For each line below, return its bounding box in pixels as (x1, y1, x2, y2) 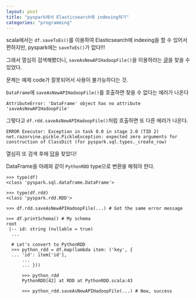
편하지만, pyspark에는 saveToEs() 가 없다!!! (6, 44, 105, 51)
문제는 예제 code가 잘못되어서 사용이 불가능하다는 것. (6, 76, 128, 83)
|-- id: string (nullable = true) (8, 226, 94, 232)
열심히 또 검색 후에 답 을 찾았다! (6, 150, 77, 157)
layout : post (6, 8, 38, 15)
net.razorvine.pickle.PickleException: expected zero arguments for (6, 134, 178, 140)
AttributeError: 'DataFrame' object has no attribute (6, 101, 141, 107)
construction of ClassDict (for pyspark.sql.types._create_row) (6, 139, 167, 145)
